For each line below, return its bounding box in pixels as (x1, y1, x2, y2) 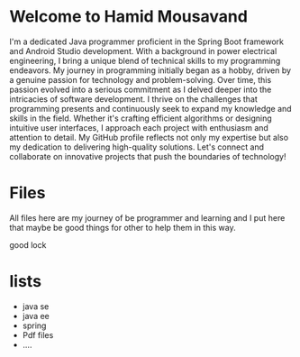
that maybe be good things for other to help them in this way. (9, 222, 236, 233)
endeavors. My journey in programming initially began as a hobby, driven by (9, 65, 291, 76)
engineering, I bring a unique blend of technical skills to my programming (9, 55, 281, 66)
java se (22, 300, 50, 312)
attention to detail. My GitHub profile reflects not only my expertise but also (9, 132, 289, 142)
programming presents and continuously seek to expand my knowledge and (9, 103, 292, 114)
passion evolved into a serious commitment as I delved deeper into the (9, 84, 272, 95)
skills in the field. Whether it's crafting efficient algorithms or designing (9, 113, 272, 124)
